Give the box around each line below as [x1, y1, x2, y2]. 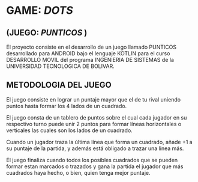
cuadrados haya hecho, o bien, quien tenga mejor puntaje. [6, 169, 151, 176]
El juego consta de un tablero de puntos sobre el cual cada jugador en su [6, 114, 187, 121]
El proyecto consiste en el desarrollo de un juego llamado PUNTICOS [6, 43, 177, 50]
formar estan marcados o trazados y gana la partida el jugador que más [6, 163, 184, 170]
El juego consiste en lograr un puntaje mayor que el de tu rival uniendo [6, 96, 181, 103]
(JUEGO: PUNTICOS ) [6, 28, 88, 38]
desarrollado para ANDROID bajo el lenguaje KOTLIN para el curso [6, 50, 170, 57]
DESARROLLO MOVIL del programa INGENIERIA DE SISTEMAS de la [6, 56, 174, 63]
